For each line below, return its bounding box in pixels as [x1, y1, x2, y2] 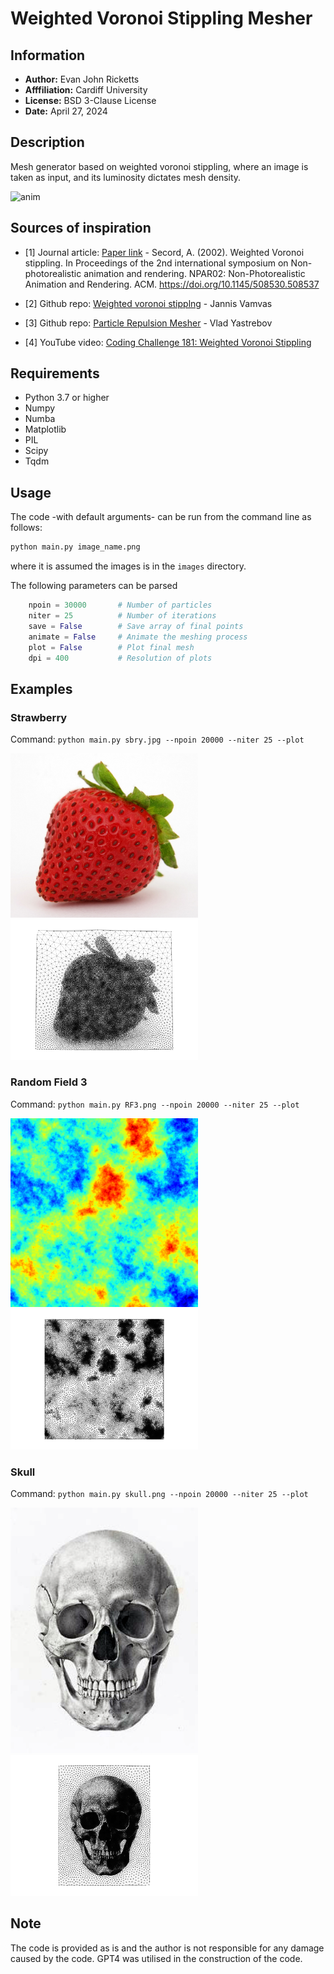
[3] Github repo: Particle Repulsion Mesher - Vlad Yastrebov [24, 317, 273, 329]
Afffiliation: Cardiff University [24, 84, 148, 96]
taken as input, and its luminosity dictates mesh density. [10, 171, 242, 183]
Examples [10, 680, 73, 697]
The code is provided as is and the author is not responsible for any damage [10, 1942, 325, 1954]
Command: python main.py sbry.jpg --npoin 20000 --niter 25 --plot [10, 733, 305, 746]
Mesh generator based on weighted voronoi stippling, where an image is [10, 160, 309, 172]
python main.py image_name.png [10, 542, 141, 552]
